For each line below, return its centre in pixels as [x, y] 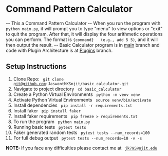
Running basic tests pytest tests [50, 127]
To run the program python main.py [52, 122]
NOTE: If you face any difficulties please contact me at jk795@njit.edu [82, 148]
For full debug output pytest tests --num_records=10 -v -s [78, 138]
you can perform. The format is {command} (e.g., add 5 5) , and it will [82, 40]
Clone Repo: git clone [38, 79]
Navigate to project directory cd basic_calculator [67, 89]
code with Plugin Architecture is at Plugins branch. [59, 50]
